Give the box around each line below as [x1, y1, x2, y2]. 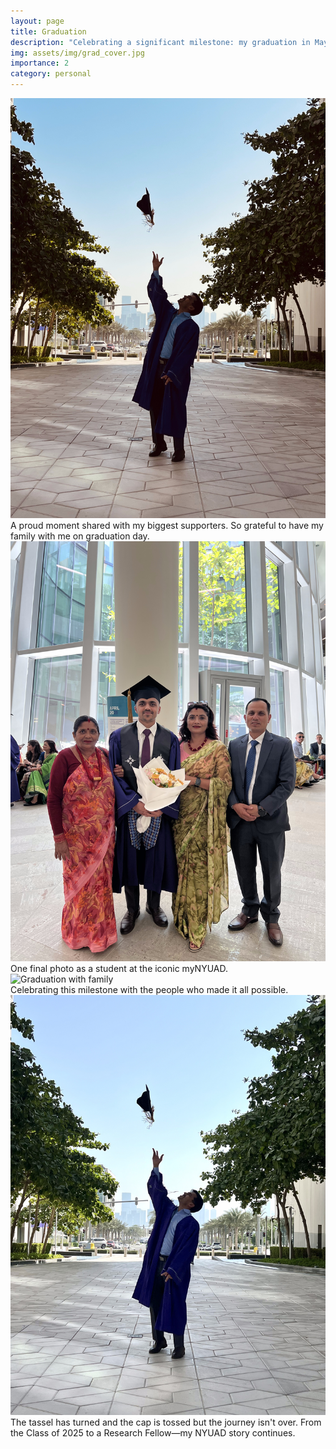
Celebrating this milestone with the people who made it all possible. [10, 984, 289, 995]
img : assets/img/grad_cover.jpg [10, 48, 145, 58]
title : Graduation [10, 26, 87, 37]
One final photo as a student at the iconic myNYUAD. [10, 963, 228, 974]
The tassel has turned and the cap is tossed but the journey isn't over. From [10, 1416, 322, 1428]
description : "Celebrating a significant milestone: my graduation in [10, 37, 311, 47]
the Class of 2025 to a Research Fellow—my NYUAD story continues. [10, 1427, 296, 1439]
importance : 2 [10, 58, 70, 69]
